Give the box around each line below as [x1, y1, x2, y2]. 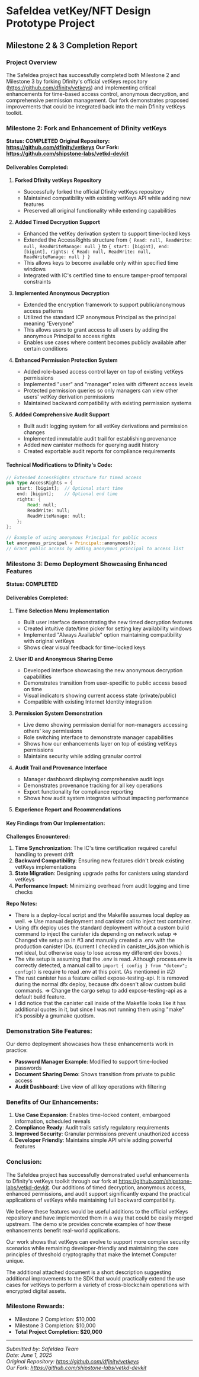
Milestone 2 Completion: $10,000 [14, 1315, 96, 1323]
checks [14, 888, 33, 895]
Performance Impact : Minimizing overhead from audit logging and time [14, 882, 190, 889]
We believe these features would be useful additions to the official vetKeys [6, 1208, 188, 1215]
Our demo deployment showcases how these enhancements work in [6, 1040, 174, 1047]
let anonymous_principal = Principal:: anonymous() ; [6, 540, 136, 546]
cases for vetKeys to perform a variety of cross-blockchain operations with [6, 1281, 190, 1288]
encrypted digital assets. [6, 1287, 66, 1295]
